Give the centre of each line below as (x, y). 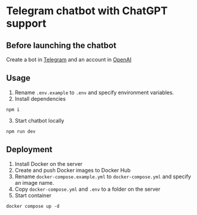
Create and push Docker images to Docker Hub (72, 170)
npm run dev (21, 131)
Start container (33, 195)
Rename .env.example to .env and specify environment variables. (94, 92)
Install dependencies (40, 98)
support (26, 23)
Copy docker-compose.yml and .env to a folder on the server (88, 189)
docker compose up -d (33, 206)
